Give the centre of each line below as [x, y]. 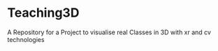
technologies [26, 39]
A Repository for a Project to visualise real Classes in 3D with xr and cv [109, 32]
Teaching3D [43, 13]
